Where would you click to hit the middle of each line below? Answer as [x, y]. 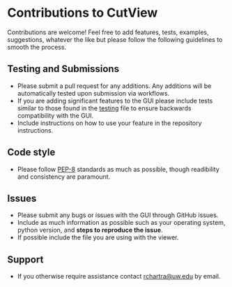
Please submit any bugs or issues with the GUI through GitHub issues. [118, 215]
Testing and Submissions [63, 69]
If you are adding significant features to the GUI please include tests [115, 101]
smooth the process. [37, 47]
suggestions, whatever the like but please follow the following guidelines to [115, 39]
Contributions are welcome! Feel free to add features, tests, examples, [108, 32]
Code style [31, 153]
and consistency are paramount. [64, 177]
